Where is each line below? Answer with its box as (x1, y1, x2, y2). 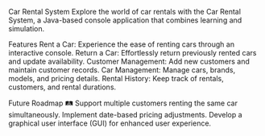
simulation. (8, 24, 45, 33)
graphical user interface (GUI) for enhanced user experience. (8, 118, 212, 128)
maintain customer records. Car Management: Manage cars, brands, (8, 65, 236, 75)
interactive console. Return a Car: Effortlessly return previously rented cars (8, 48, 257, 57)
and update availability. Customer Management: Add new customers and (8, 56, 250, 66)
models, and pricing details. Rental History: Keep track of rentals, (8, 74, 224, 83)
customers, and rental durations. (8, 82, 117, 92)
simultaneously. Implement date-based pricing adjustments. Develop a (8, 110, 243, 119)
